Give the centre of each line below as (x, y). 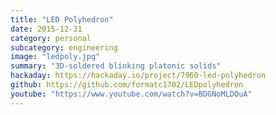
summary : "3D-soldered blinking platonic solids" (116, 66)
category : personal (51, 38)
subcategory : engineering (64, 47)
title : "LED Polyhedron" (62, 19)
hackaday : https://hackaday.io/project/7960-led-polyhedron (138, 76)
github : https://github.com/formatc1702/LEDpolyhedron (127, 85)
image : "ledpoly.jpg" (55, 57)
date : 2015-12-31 (46, 29)
